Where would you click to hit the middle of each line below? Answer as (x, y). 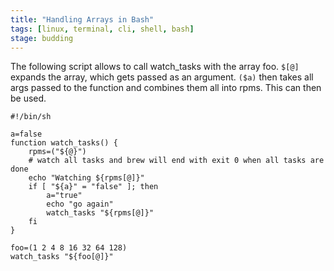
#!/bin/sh (31, 117)
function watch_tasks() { (64, 143)
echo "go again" (80, 204)
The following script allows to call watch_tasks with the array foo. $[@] (155, 67)
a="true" (64, 196)
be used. (28, 98)
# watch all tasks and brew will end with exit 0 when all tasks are (176, 161)
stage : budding (42, 38)
